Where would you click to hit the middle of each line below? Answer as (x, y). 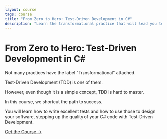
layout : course (21, 10)
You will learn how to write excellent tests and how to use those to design (80, 111)
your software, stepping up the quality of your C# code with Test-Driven (79, 117)
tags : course (19, 14)
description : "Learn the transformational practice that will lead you (81, 24)
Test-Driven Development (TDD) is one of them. (54, 82)
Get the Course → (24, 132)
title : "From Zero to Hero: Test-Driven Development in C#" (69, 19)
